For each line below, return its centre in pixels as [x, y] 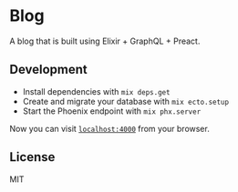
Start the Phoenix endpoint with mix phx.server [112, 111]
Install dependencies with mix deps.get [96, 91]
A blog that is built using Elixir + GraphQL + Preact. [105, 41]
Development [49, 70]
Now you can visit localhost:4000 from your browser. [109, 128]
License [32, 157]
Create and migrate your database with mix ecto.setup [126, 101]
